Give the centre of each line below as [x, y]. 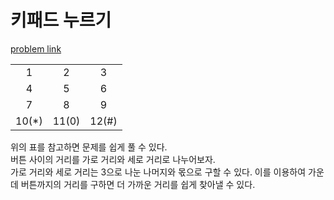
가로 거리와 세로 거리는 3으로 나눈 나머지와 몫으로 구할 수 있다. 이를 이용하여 [158, 172]
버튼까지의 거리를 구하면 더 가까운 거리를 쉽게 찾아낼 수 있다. [138, 184]
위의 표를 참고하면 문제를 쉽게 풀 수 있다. [89, 147]
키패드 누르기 [61, 20]
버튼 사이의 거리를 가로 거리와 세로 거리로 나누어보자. [113, 159]
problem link [36, 48]
